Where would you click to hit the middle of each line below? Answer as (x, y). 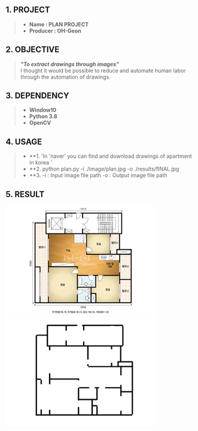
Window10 (43, 110)
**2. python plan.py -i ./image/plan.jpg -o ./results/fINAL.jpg (104, 169)
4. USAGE (24, 141)
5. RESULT (25, 194)
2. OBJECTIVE (33, 50)
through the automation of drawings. (66, 77)
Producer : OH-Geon (55, 31)
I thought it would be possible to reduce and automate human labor (103, 70)
